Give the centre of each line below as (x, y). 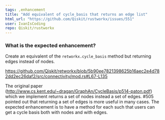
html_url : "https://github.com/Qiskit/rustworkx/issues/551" (70, 19)
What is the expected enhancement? (50, 46)
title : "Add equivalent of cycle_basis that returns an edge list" (77, 14)
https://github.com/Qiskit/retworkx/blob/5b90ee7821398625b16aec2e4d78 (82, 71)
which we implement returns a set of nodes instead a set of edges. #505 (80, 97)
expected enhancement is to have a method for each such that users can (80, 107)
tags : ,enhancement (25, 10)
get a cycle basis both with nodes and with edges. (56, 113)
